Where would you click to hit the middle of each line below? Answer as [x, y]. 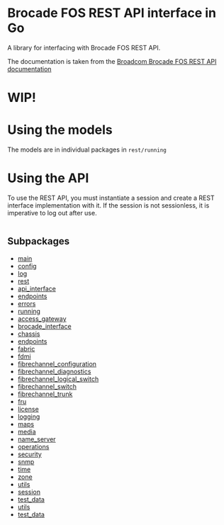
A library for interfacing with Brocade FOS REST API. [84, 47]
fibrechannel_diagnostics [54, 371]
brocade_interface [45, 326]
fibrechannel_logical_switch [58, 379]
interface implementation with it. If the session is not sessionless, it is [108, 205]
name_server [37, 439]
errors [27, 303]
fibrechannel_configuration [57, 363]
